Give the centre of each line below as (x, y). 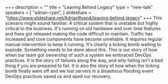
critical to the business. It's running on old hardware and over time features (83, 28)
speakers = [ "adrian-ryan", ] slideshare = (48, 12)
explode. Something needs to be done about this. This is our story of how (81, 50)
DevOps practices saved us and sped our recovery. (58, 76)
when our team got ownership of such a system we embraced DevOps (78, 55)
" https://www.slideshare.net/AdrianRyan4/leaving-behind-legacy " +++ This (84, 18)
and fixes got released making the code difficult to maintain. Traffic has (79, 34)
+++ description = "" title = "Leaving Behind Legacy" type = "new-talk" (79, 7)
